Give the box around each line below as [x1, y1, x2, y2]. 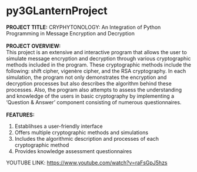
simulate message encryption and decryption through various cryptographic [6, 55, 191, 62]
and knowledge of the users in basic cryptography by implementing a [6, 92, 175, 100]
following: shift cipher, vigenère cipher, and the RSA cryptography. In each [6, 67, 186, 74]
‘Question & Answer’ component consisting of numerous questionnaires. [6, 98, 182, 105]
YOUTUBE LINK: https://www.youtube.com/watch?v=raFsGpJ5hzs [6, 159, 168, 166]
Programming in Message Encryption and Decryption [6, 29, 135, 37]
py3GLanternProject [6, 4, 108, 18]
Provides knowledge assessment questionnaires [14, 147, 132, 154]
